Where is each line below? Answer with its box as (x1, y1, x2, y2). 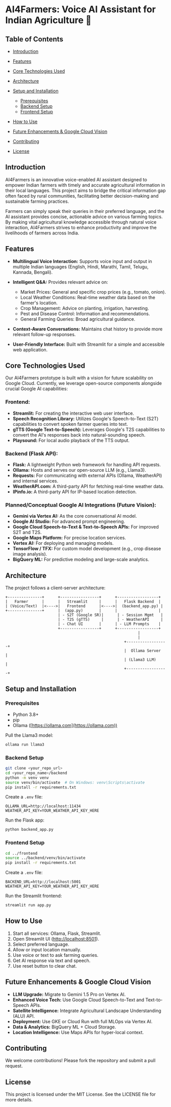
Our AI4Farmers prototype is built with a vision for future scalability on (5, 375, 153, 381)
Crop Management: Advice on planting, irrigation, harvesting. (20, 305, 149, 311)
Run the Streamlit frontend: (5, 893, 62, 899)
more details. (5, 1097, 33, 1103)
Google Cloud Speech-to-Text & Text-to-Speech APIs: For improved (12, 524, 159, 530)
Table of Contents (5, 35, 64, 43)
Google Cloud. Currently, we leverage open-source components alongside (5, 380, 162, 387)
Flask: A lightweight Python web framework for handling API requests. (12, 462, 161, 468)
